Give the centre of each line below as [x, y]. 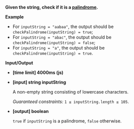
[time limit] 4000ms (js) [38, 72]
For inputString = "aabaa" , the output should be [63, 26]
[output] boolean [30, 111]
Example [15, 17]
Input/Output [19, 63]
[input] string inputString [39, 82]
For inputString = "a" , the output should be [58, 48]
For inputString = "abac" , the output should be [62, 37]
